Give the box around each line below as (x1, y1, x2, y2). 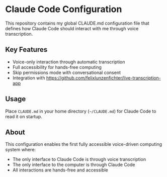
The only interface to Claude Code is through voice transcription (12, 156, 146, 162)
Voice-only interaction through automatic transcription (12, 59, 125, 65)
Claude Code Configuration (5, 4, 122, 15)
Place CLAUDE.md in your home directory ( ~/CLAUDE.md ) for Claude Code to (5, 108, 156, 114)
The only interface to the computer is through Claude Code (12, 162, 135, 168)
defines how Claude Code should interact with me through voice (5, 25, 139, 31)
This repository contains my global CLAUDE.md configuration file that (5, 20, 149, 26)
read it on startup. (5, 113, 43, 119)
